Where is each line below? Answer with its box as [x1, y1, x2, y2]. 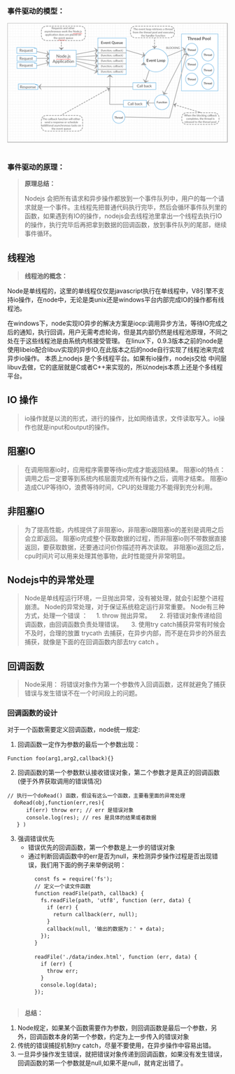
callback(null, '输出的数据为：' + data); [46, 925, 165, 933]
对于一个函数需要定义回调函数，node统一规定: [7, 726, 141, 734]
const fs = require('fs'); [34, 876, 113, 883]
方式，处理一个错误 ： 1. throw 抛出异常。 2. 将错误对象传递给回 [24, 611, 222, 620]
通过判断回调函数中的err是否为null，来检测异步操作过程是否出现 [27, 852, 212, 860]
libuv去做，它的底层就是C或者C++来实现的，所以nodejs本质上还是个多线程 [7, 363, 223, 372]
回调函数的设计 [7, 708, 58, 718]
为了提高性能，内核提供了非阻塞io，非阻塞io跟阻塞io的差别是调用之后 [24, 525, 225, 533]
